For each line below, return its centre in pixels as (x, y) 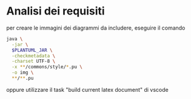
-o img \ (23, 73)
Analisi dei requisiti (55, 11)
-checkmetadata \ (34, 56)
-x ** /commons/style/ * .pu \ (47, 67)
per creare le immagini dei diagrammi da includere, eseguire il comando (96, 28)
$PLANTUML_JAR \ (32, 50)
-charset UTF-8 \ (34, 62)
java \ (15, 39)
